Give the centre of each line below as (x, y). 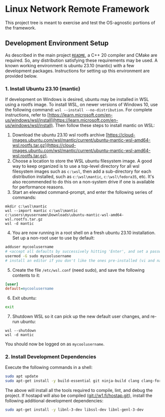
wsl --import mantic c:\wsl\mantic (41, 211)
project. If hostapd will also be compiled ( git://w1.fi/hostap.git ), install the (79, 395)
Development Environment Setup (57, 43)
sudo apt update (22, 376)
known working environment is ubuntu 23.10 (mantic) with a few (70, 65)
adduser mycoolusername (29, 247)
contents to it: (26, 275)
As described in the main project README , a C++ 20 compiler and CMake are (81, 55)
